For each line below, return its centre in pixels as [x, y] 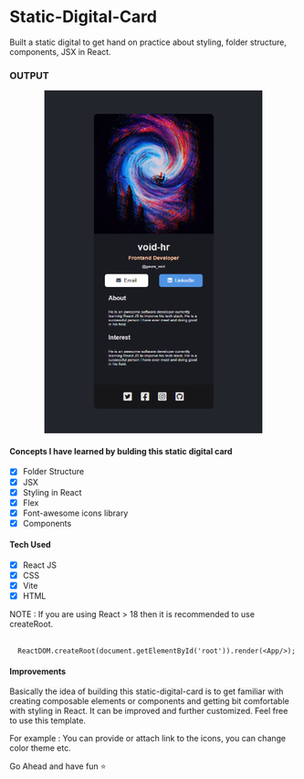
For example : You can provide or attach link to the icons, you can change [148, 739]
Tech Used [31, 545]
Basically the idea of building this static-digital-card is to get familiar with [147, 691]
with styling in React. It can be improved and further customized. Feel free [149, 711]
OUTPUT [29, 75]
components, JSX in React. [60, 51]
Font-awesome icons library [75, 513]
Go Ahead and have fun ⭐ [58, 766]
